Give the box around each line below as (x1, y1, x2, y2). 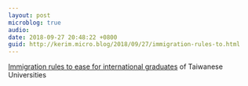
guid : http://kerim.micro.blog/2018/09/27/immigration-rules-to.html (8, 41, 241, 48)
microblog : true (8, 19, 61, 27)
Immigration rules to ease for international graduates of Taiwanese (8, 62, 224, 71)
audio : (8, 26, 30, 34)
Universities (8, 70, 47, 80)
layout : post (8, 11, 51, 20)
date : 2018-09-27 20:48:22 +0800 (8, 33, 118, 41)
